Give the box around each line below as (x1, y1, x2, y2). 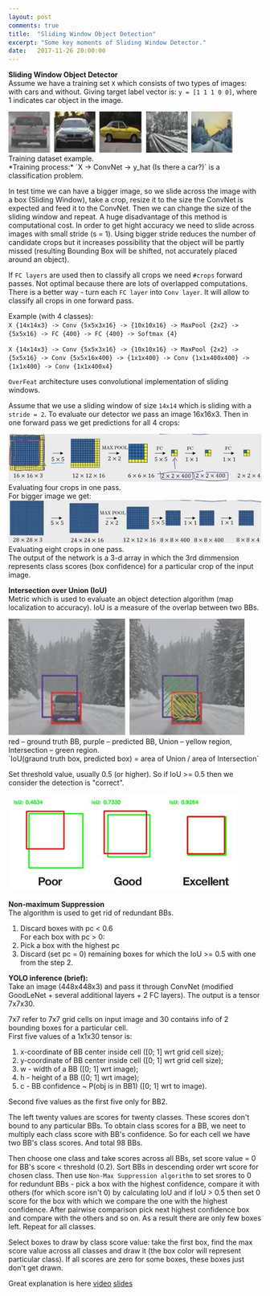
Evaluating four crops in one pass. (8, 483, 122, 493)
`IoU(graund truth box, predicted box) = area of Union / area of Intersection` (8, 754, 260, 763)
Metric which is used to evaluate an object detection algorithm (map (8, 595, 234, 604)
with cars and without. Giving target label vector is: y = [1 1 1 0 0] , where (8, 87, 257, 96)
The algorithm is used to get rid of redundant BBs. (8, 908, 174, 918)
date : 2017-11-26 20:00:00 (8, 47, 106, 55)
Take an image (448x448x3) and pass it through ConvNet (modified (8, 982, 234, 991)
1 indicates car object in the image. (8, 96, 124, 105)
